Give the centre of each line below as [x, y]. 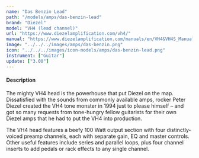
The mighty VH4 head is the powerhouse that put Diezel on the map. [90, 93]
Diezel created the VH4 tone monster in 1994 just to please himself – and [95, 106]
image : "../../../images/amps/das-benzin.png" [65, 45]
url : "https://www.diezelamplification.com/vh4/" [69, 34]
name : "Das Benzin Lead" [37, 12]
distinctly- [179, 130]
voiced [15, 136]
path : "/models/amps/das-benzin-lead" [54, 17]
